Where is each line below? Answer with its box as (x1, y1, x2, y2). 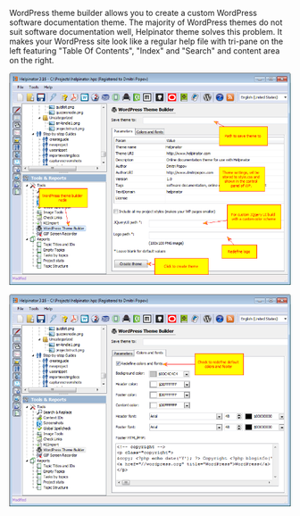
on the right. (9, 55, 54, 65)
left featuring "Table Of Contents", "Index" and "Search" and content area (9, 46, 280, 56)
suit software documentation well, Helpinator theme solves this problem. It (9, 27, 283, 37)
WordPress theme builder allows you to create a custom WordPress (9, 8, 257, 18)
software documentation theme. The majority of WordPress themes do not (9, 17, 283, 28)
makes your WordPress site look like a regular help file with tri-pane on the (9, 36, 284, 46)
